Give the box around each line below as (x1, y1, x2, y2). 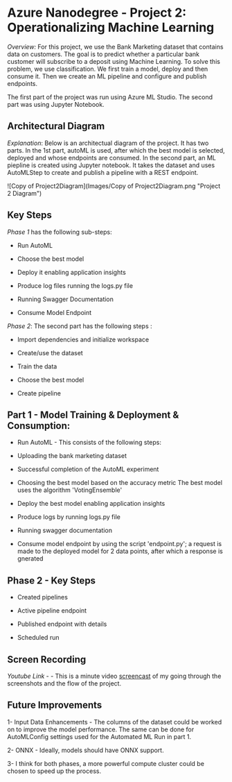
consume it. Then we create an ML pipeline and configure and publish (7, 71, 207, 80)
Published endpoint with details (17, 620, 107, 629)
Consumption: (7, 420, 71, 432)
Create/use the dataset (17, 348, 83, 357)
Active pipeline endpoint (17, 606, 87, 615)
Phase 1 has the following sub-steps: (7, 228, 112, 236)
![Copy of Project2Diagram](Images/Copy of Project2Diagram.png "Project (7, 182, 221, 190)
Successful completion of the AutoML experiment (17, 465, 159, 473)
